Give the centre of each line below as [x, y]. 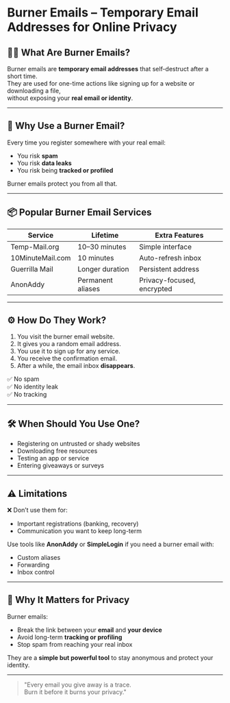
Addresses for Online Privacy [92, 27]
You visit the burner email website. [66, 336]
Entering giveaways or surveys [61, 466]
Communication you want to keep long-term [79, 531]
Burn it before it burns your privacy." [75, 692]
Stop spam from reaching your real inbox [75, 644]
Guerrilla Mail [32, 269]
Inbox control [36, 572]
